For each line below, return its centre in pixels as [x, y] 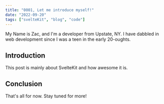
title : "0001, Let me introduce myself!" [50, 10]
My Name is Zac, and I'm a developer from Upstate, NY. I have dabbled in [82, 34]
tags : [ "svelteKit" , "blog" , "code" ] [45, 19]
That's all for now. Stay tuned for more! [46, 96]
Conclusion [24, 84]
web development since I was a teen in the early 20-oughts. [68, 39]
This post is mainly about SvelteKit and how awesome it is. [67, 68]
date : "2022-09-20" [26, 15]
